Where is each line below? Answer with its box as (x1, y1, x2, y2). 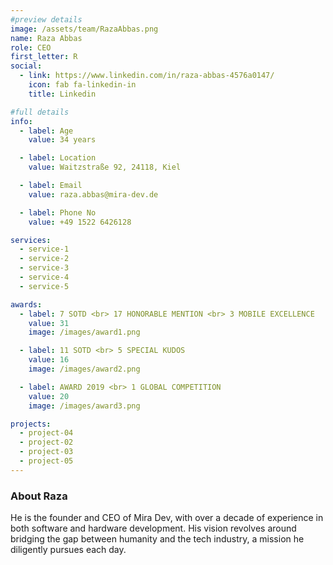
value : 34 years (28, 135, 97, 145)
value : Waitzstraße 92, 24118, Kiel (28, 162, 182, 173)
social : (10, 61, 43, 71)
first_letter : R (10, 52, 78, 62)
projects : (10, 419, 52, 429)
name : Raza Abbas (10, 33, 83, 43)
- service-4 (19, 272, 70, 282)
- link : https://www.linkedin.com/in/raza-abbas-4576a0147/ (19, 71, 275, 81)
